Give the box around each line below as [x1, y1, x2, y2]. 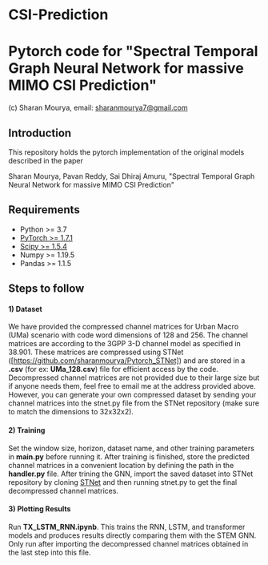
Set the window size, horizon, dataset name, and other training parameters [8, 443, 254, 453]
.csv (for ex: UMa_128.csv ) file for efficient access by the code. [8, 365, 218, 374]
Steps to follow [8, 282, 85, 296]
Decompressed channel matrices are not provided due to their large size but [8, 373, 260, 382]
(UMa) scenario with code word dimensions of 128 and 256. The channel [8, 330, 248, 340]
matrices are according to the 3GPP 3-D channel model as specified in [8, 339, 242, 349]
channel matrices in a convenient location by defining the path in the [8, 460, 234, 470]
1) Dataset [8, 304, 42, 313]
